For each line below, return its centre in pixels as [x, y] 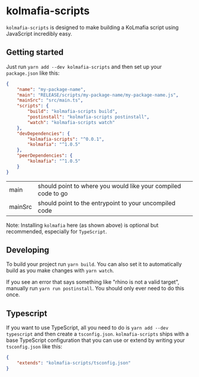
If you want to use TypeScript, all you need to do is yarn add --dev [87, 328]
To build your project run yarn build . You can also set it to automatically [94, 264]
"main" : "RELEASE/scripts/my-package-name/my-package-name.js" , [98, 95]
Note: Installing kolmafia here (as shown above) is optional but [82, 225]
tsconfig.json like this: [34, 347]
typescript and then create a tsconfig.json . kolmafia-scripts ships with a [97, 334]
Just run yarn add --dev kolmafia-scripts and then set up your [84, 66]
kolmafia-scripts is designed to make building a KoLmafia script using [92, 27]
